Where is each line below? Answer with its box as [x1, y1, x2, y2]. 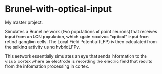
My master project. [5, 19, 43, 25]
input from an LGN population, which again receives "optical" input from [5, 34, 149, 39]
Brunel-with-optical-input [5, 3, 112, 14]
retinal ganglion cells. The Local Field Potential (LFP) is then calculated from [5, 38, 157, 44]
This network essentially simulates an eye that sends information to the [5, 53, 147, 59]
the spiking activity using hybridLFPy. [5, 44, 80, 49]
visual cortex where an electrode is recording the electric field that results [5, 58, 153, 64]
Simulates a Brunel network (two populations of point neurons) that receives [5, 28, 158, 34]
